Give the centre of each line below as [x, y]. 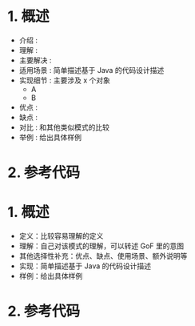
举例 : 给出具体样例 [50, 137]
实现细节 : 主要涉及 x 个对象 [65, 80]
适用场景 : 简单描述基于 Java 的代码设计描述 [92, 70]
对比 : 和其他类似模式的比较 [64, 127]
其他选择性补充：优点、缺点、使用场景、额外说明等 [103, 256]
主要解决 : [35, 60]
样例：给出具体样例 [51, 276]
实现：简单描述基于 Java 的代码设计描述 [85, 266]
